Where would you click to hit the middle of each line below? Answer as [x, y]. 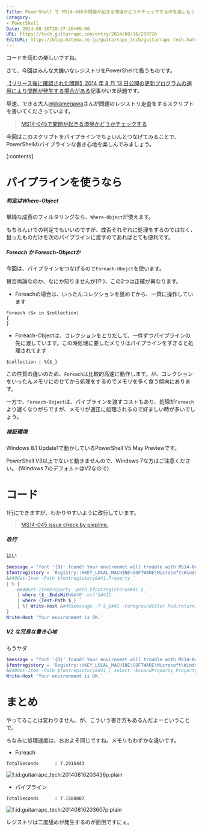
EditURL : [17, 40]
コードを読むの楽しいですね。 [43, 58]
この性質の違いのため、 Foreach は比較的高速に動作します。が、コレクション [100, 374]
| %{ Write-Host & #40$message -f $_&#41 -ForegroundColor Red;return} [107, 606]
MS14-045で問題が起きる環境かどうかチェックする [84, 124]
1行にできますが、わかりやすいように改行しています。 [73, 513]
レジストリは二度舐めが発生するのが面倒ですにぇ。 [69, 822]
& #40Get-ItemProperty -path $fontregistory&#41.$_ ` [84, 590]
